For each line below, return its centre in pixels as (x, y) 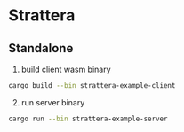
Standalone (41, 48)
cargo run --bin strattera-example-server (88, 119)
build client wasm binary (66, 69)
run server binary (53, 102)
